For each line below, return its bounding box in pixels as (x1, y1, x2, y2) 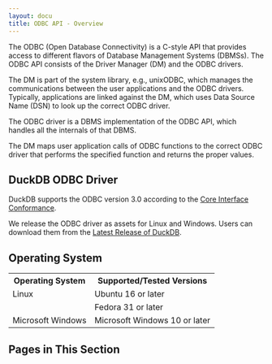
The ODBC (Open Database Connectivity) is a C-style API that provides (8, 41, 247, 51)
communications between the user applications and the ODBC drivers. (8, 83, 244, 93)
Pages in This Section (8, 342, 120, 356)
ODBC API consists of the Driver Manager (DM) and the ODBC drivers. (8, 58, 244, 69)
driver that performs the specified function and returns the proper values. (8, 149, 254, 159)
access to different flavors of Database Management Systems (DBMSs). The (8, 50, 264, 60)
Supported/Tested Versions (97, 275, 208, 287)
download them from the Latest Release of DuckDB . (8, 227, 182, 237)
